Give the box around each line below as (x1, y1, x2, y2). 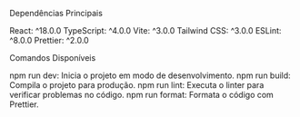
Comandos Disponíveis (9, 53, 96, 63)
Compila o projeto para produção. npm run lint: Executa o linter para (9, 80, 265, 90)
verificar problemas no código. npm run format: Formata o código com (9, 90, 275, 100)
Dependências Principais (9, 8, 103, 18)
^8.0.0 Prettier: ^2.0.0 (9, 35, 89, 45)
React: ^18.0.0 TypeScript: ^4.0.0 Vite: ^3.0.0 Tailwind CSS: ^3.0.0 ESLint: (9, 25, 282, 35)
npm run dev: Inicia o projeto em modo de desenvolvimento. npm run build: (9, 70, 291, 81)
